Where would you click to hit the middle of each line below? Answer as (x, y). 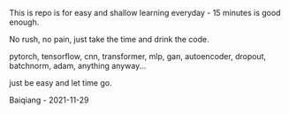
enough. (24, 22)
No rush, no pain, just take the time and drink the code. (109, 39)
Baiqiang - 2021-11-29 (49, 100)
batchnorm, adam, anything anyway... (78, 66)
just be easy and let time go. (61, 83)
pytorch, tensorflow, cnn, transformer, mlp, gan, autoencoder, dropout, (138, 56)
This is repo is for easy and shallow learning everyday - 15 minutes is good (145, 13)
